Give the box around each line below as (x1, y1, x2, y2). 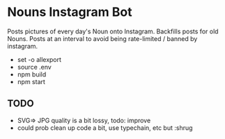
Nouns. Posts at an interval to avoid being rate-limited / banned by (7, 34, 198, 42)
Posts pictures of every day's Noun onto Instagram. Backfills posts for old (7, 27, 219, 35)
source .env (17, 63, 52, 71)
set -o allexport (17, 55, 61, 63)
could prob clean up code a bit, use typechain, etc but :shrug (17, 123, 193, 132)
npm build (17, 70, 47, 79)
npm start (17, 77, 45, 85)
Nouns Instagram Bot (7, 4, 132, 20)
